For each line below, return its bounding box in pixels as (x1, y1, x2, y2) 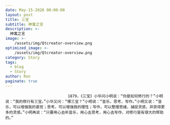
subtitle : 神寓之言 (5, 21, 44, 27)
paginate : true (5, 79, 38, 84)
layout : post (5, 12, 33, 17)
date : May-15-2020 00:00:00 (5, 7, 65, 13)
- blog (10, 64, 24, 69)
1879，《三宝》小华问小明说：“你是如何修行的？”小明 (67, 93, 163, 98)
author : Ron (5, 74, 31, 79)
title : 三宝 (5, 17, 29, 22)
